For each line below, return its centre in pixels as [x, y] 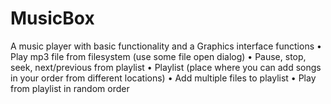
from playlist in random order [70, 88]
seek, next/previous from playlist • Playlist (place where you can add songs [166, 67]
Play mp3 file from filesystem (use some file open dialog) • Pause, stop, [158, 56]
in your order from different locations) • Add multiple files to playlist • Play [163, 78]
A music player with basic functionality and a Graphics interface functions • [166, 46]
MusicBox [52, 18]
